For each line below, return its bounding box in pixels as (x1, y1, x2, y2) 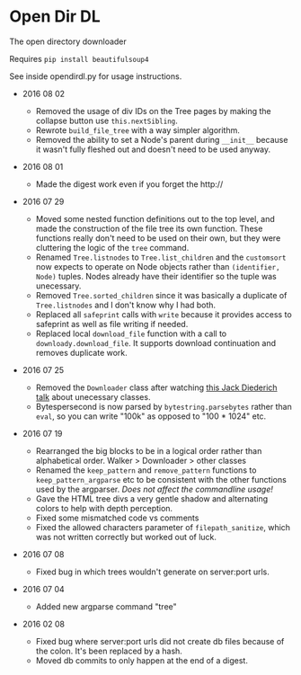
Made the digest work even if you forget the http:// (35, 178, 224, 190)
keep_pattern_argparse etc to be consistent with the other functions (35, 474, 288, 484)
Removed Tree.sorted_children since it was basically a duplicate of (35, 289, 288, 300)
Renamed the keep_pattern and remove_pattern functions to (35, 465, 257, 475)
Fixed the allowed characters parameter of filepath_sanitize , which (35, 521, 290, 532)
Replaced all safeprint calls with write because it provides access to (35, 308, 292, 320)
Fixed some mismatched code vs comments (35, 512, 199, 523)
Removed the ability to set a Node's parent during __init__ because (35, 134, 288, 145)
